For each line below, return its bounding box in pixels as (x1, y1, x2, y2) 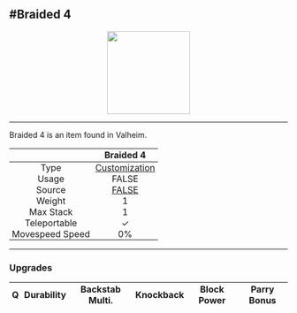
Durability (23, 288, 66, 301)
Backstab (80, 283, 121, 295)
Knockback (135, 288, 185, 301)
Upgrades (9, 261, 53, 273)
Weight (36, 195, 66, 207)
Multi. (88, 294, 113, 306)
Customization (95, 162, 156, 173)
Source (35, 184, 66, 195)
